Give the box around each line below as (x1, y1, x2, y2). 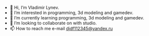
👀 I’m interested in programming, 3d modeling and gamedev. (9, 10, 134, 16)
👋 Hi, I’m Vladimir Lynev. (9, 5, 59, 10)
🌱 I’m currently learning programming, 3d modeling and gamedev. (9, 15, 145, 20)
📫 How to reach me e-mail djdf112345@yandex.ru (9, 26, 113, 31)
